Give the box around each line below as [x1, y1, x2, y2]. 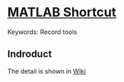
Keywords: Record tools [7, 28, 78, 36]
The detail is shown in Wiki [7, 66, 86, 75]
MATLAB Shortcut [7, 4, 117, 20]
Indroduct [7, 48, 52, 60]
